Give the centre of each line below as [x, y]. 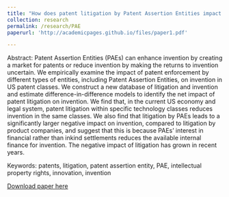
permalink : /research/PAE [44, 26]
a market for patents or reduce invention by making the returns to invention [113, 65]
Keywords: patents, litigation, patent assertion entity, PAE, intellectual [104, 166]
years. [16, 153]
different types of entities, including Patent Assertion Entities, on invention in [115, 80]
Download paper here [38, 186]
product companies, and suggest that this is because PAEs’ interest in [105, 131]
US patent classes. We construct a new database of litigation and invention [113, 87]
